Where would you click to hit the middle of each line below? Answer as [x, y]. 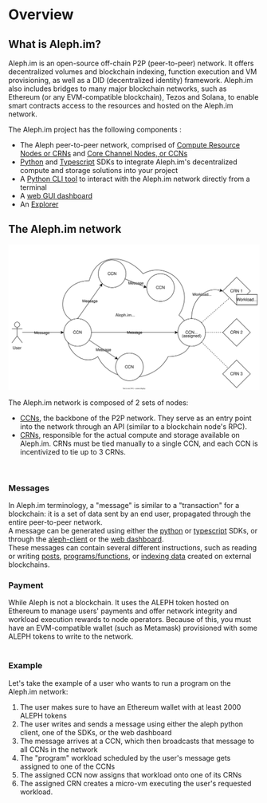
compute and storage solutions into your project [98, 170]
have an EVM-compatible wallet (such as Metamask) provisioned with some [133, 628]
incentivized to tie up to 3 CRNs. [73, 451]
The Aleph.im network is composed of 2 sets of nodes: [98, 402]
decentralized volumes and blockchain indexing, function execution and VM [133, 72]
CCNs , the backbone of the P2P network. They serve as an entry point [136, 418]
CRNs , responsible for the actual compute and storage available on [130, 435]
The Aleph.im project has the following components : [95, 130]
